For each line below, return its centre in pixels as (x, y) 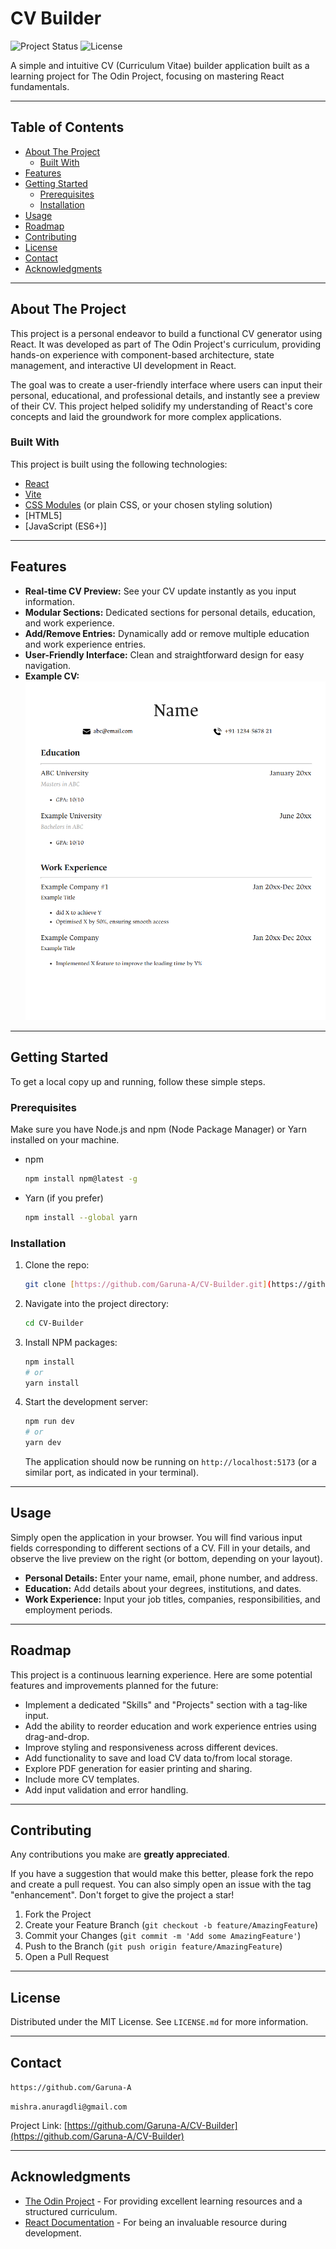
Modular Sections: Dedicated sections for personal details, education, (170, 612)
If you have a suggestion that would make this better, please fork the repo (162, 1874)
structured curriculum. (71, 2211)
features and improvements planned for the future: (114, 1685)
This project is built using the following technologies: (119, 464)
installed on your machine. (65, 1139)
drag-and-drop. (57, 1736)
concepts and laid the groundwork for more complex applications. (146, 416)
